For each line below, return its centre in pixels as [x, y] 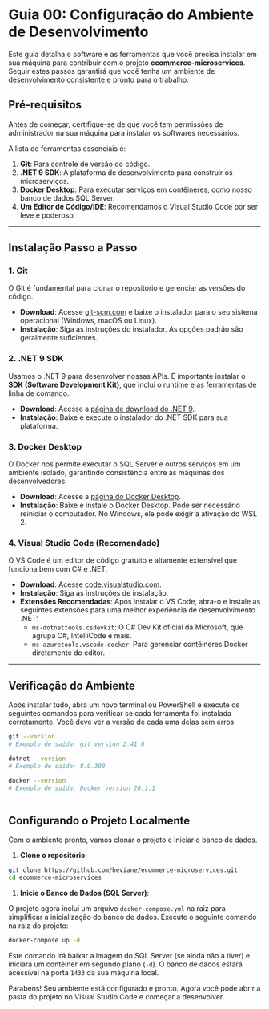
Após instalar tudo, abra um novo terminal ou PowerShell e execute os [124, 705]
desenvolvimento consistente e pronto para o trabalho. [99, 79]
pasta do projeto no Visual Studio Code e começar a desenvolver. [116, 996]
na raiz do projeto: [38, 926]
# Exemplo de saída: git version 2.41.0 [77, 744]
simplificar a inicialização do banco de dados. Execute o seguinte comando [132, 917]
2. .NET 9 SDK [36, 359]
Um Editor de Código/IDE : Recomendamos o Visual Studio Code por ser [139, 206]
